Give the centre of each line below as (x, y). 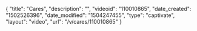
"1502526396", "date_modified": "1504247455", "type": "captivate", (90, 15)
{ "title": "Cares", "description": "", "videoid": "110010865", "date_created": (98, 9)
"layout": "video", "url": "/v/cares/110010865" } (64, 22)
